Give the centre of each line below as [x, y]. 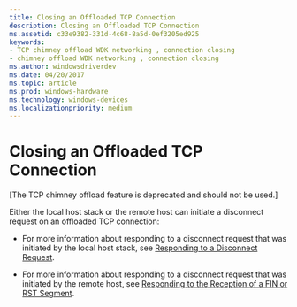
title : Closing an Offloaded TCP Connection [92, 17]
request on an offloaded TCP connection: [84, 221]
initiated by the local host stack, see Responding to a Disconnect [140, 248]
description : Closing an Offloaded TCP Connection [104, 26]
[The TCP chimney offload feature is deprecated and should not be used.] [144, 195]
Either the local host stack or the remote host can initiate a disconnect [137, 212]
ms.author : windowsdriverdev [63, 67]
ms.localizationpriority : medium [71, 108]
